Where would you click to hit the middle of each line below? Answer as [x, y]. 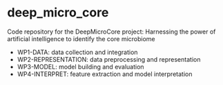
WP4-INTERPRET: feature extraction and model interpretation [105, 74]
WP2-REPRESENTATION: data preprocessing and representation [109, 59]
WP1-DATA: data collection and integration [77, 52]
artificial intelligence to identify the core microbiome [81, 38]
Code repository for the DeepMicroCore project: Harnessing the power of [111, 32]
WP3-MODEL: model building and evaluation [80, 66]
